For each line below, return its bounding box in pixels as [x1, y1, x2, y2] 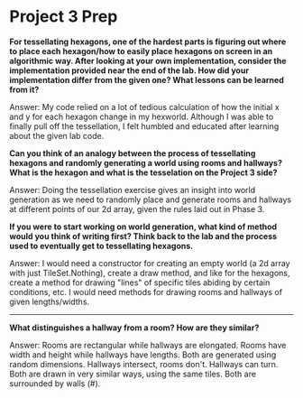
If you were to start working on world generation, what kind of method [9, 221, 278, 232]
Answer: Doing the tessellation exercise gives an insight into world [9, 184, 256, 195]
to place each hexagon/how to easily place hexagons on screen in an [9, 45, 273, 56]
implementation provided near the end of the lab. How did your [9, 65, 250, 76]
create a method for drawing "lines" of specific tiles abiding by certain [9, 277, 271, 288]
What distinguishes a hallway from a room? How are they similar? [9, 322, 260, 333]
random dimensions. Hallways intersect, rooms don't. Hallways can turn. [9, 358, 279, 369]
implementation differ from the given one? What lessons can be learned [9, 74, 284, 85]
